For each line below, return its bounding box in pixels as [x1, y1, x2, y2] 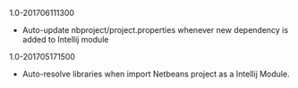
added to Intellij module [21, 35, 109, 44]
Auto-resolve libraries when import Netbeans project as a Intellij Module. [21, 68, 290, 79]
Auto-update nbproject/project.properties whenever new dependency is [21, 25, 289, 35]
